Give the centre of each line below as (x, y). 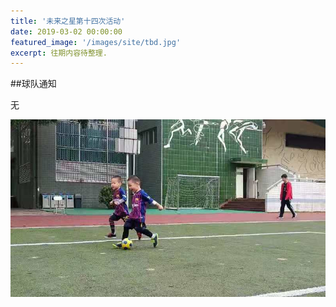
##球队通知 (33, 84)
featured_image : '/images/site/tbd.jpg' (96, 42)
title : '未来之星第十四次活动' (68, 21)
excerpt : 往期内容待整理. (59, 53)
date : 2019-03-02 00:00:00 (66, 31)
